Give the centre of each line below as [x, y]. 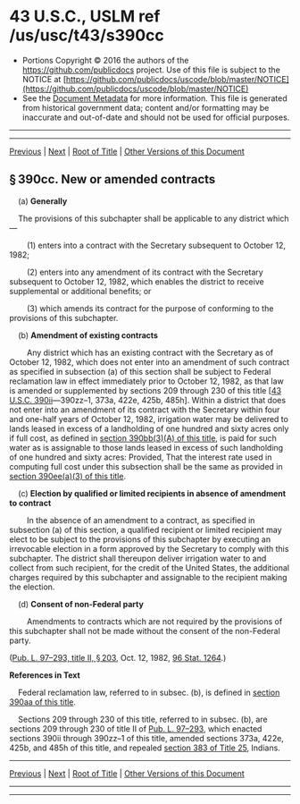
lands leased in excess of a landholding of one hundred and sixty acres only [149, 428]
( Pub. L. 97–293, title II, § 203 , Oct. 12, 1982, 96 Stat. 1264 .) [118, 657]
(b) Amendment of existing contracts [88, 335]
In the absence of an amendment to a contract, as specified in [141, 520]
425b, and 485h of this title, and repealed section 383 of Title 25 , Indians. [145, 748]
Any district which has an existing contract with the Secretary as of [150, 352]
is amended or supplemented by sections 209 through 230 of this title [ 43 [146, 390]
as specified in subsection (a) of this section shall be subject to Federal [140, 371]
